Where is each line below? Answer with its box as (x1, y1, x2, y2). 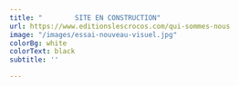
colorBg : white (9, 38, 68, 48)
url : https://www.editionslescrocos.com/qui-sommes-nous (9, 22, 231, 31)
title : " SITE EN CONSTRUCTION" (9, 13, 161, 23)
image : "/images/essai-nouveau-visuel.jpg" (9, 30, 178, 39)
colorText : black (9, 47, 76, 56)
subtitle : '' (9, 55, 59, 64)
